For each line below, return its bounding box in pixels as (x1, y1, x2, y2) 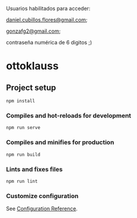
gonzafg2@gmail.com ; (6, 27, 61, 34)
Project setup (6, 82, 57, 92)
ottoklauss (6, 60, 59, 72)
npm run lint (6, 178, 38, 184)
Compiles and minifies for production (6, 139, 114, 147)
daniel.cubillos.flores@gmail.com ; (6, 16, 88, 23)
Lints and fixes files (6, 165, 63, 173)
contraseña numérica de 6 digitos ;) (6, 39, 93, 46)
